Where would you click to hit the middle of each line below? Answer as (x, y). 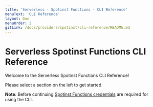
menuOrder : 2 (18, 23)
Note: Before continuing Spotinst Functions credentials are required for (76, 94)
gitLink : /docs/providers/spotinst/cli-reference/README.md (68, 28)
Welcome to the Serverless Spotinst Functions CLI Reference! (67, 75)
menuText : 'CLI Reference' (33, 14)
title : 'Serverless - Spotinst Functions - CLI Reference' (66, 9)
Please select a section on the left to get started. (54, 85)
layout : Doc (17, 18)
